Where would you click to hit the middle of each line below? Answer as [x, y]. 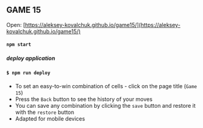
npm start [19, 45]
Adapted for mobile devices [50, 118]
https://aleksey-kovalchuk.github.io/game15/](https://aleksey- [103, 24]
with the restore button [45, 112]
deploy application [31, 58]
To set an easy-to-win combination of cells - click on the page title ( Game [106, 86]
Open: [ [16, 24]
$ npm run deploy [28, 73]
